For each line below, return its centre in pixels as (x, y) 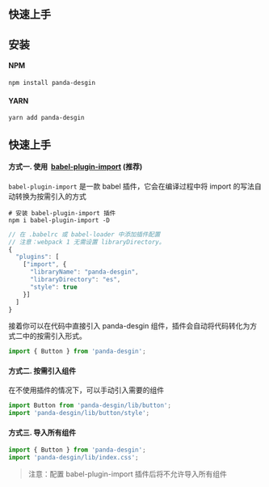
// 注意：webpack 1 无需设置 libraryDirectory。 (87, 242)
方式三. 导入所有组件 (42, 432)
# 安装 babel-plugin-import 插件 (62, 213)
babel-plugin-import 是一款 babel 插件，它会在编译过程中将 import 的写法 (132, 186)
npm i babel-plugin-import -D (59, 220)
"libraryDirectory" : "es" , (75, 280)
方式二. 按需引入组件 (42, 371)
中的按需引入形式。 (54, 336)
